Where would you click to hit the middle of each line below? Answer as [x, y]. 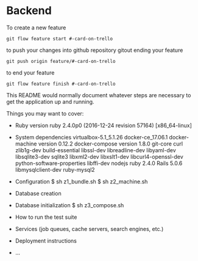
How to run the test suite [46, 217]
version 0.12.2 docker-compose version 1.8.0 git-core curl [111, 144]
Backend [29, 11]
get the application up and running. [50, 101]
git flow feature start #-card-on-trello [60, 39]
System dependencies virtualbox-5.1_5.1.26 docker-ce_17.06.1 [91, 137]
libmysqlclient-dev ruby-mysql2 [55, 169]
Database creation [38, 193]
